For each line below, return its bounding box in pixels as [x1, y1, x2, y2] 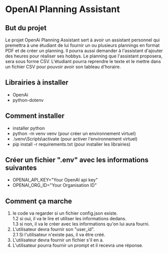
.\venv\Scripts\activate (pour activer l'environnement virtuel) [12, 136, 138, 142]
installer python [12, 125, 45, 131]
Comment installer [5, 112, 64, 120]
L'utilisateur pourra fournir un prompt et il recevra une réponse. [12, 242, 143, 248]
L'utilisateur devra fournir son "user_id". [12, 226, 95, 232]
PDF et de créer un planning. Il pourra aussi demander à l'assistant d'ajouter [5, 48, 163, 53]
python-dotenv [12, 97, 44, 103]
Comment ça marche [5, 197, 72, 205]
